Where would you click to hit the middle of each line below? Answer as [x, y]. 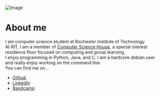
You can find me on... [27, 68]
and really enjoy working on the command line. [53, 63]
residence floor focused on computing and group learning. [65, 52]
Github [19, 78]
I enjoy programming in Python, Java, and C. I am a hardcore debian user [80, 57]
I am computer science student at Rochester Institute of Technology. [76, 41]
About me [26, 28]
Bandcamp [23, 88]
